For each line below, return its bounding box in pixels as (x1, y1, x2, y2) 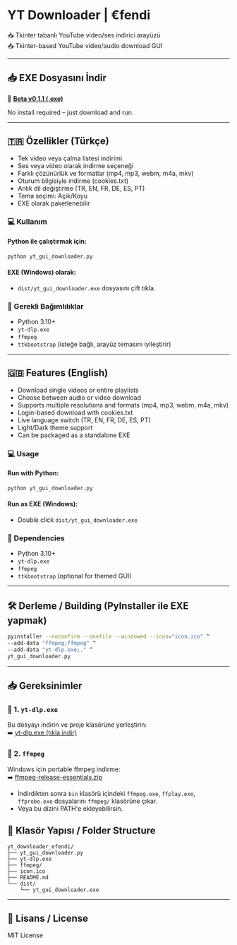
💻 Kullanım (7, 217, 47, 227)
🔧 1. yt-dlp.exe (7, 705, 59, 714)
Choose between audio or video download (17, 393, 141, 402)
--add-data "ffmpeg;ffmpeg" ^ (7, 640, 97, 647)
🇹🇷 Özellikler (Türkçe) (7, 135, 109, 148)
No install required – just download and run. (7, 108, 134, 117)
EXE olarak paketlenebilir (17, 198, 90, 208)
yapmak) (7, 614, 47, 626)
